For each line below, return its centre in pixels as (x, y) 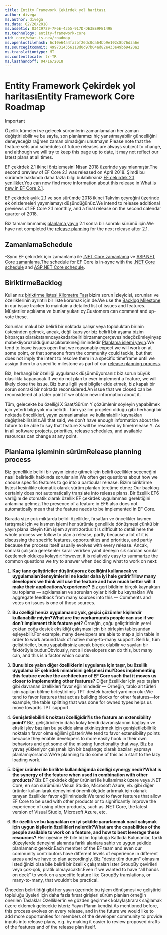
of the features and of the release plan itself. (51, 927)
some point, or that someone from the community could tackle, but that (79, 353)
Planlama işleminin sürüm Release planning (73, 452)
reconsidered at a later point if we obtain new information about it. (73, 394)
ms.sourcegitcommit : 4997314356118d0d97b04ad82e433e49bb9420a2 (72, 47)
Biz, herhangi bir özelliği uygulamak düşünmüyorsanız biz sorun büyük (78, 373)
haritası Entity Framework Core (70, 96)
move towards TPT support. (41, 707)
